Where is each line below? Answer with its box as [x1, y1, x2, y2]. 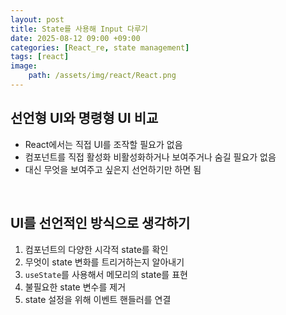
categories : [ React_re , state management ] [10, 42, 190, 53]
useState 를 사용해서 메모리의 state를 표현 [24, 268, 188, 280]
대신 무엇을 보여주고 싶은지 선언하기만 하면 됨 [24, 163, 202, 175]
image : [10, 61, 38, 71]
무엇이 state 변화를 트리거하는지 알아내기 [24, 256, 185, 268]
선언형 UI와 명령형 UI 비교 [10, 110, 159, 127]
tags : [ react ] [10, 52, 70, 62]
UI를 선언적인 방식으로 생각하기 [10, 215, 191, 232]
